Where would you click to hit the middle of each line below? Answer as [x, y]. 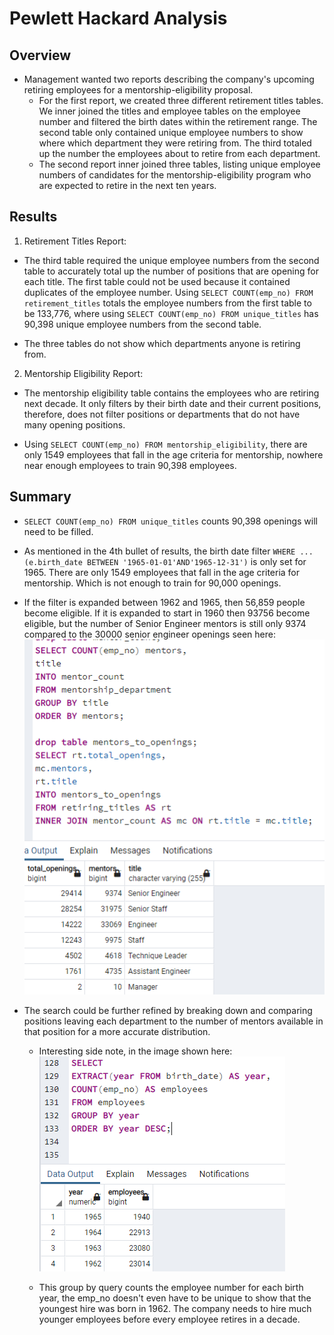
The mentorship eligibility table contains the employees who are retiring [171, 393]
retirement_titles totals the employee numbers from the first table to [167, 303]
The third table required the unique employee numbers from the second [171, 260]
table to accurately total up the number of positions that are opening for [171, 271]
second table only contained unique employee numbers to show [171, 132]
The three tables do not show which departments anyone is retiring [162, 343]
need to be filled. [58, 531]
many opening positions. [74, 424]
